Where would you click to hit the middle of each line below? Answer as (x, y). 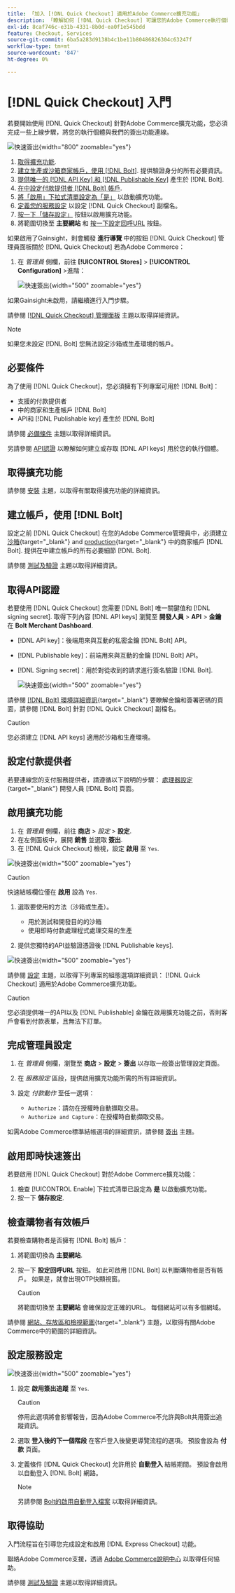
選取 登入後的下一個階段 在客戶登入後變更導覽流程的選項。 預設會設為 (118, 1440)
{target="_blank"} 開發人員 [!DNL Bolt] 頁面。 (73, 788)
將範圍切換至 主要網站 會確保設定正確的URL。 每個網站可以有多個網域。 (121, 1307)
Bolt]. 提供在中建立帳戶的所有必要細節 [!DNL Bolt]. (79, 550)
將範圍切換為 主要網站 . (50, 1255)
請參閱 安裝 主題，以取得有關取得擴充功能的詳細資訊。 (86, 491)
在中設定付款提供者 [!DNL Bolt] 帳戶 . (70, 188)
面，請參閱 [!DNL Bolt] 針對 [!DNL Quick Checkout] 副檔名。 (94, 708)
